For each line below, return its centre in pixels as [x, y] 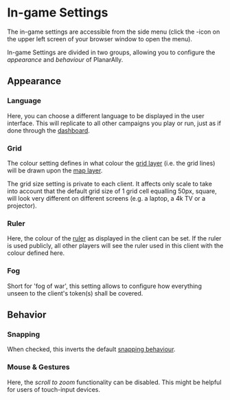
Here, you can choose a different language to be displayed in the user [106, 115]
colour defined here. [36, 253]
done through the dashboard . [49, 130]
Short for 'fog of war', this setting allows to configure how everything [105, 286]
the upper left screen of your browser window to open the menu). [100, 38]
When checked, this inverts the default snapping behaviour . [91, 349]
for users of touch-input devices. [54, 389]
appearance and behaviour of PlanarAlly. [65, 59]
